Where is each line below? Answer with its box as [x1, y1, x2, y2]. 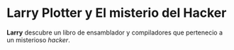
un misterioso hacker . [6, 35, 70, 44]
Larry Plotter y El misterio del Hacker [6, 5, 227, 21]
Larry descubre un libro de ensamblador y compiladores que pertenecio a [6, 28, 223, 37]
